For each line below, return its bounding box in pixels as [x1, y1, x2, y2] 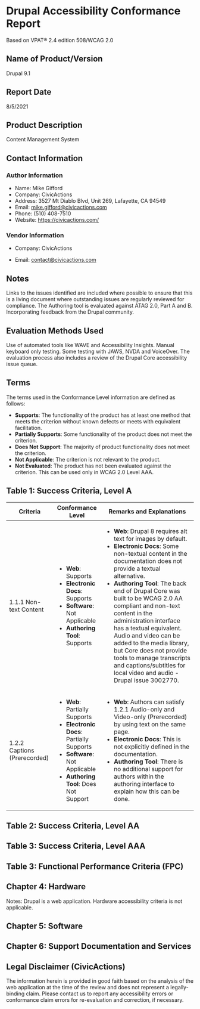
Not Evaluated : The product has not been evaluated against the [14, 462, 171, 469]
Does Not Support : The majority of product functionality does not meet [14, 443, 190, 450]
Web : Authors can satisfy [114, 698, 185, 706]
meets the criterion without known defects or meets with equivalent [14, 417, 181, 425]
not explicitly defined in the [114, 742, 190, 751]
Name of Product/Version [6, 54, 103, 64]
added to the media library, [114, 639, 189, 647]
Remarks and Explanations [108, 507, 186, 515]
